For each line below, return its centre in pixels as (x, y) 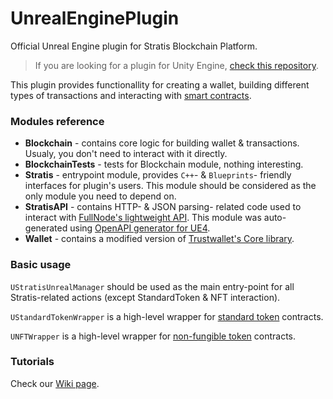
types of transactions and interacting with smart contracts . (131, 95)
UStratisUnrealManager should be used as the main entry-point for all (152, 286)
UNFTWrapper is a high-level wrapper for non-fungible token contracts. (153, 336)
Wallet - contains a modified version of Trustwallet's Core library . (159, 239)
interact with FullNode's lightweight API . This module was (143, 218)
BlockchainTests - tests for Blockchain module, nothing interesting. (164, 164)
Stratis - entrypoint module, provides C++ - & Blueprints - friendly (158, 175)
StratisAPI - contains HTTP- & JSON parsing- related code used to (163, 207)
